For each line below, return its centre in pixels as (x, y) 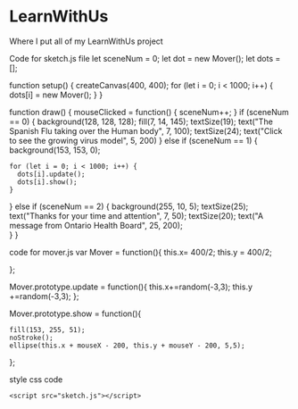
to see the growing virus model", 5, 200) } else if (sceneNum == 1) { (133, 140)
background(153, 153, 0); (55, 150)
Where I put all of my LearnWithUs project (86, 41)
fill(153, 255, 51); (48, 330)
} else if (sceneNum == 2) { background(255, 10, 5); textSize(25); (129, 206)
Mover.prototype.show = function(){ (75, 313)
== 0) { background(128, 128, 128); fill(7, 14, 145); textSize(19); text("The (141, 121)
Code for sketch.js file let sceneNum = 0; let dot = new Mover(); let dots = (145, 58)
